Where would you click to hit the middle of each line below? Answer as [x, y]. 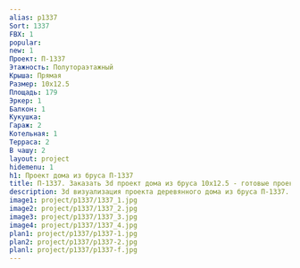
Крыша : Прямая [36, 76]
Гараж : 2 [25, 126]
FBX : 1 [21, 34]
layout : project [39, 159]
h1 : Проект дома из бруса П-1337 [71, 175]
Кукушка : [25, 117]
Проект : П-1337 [37, 59]
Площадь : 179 [33, 92]
